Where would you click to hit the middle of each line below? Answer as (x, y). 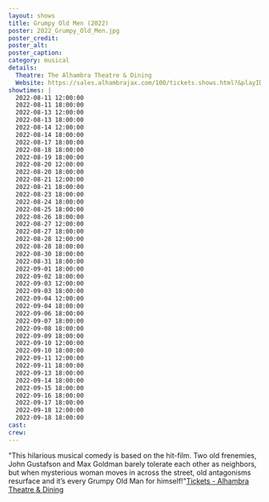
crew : (17, 432)
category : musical (39, 61)
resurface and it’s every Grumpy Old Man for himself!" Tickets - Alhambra (129, 480)
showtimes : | (30, 90)
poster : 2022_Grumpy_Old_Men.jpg (64, 30)
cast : (17, 425)
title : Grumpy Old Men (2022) (59, 23)
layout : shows (32, 16)
